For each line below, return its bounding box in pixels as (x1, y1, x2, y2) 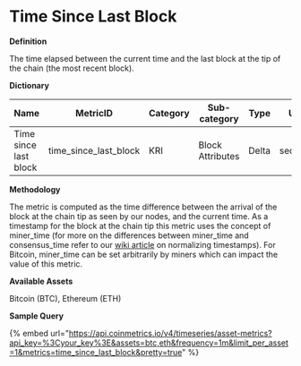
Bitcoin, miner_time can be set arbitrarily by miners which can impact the (9, 249, 279, 260)
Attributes (198, 149, 240, 162)
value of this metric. (9, 258, 83, 269)
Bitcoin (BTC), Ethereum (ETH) (9, 293, 122, 303)
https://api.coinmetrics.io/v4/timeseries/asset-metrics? (68, 328, 272, 338)
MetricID (74, 106, 114, 119)
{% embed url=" (9, 328, 70, 338)
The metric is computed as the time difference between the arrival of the (9, 201, 278, 212)
